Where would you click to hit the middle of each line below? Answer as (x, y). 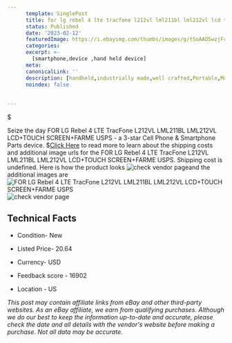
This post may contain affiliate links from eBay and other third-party (105, 302)
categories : (42, 46)
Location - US (37, 289)
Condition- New (40, 235)
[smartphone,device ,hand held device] (89, 59)
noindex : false (47, 85)
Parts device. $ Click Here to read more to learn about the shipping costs (110, 145)
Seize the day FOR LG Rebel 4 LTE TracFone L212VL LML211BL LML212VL (112, 130)
